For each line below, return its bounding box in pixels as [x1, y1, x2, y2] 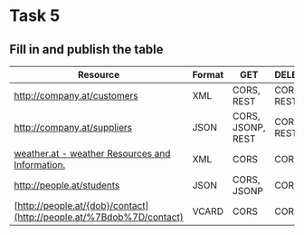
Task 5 [9, 5, 61, 26]
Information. [14, 159, 66, 171]
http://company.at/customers [14, 90, 138, 102]
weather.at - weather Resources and [14, 147, 171, 160]
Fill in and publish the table [9, 42, 165, 57]
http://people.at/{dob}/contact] [17, 200, 149, 211]
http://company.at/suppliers [14, 122, 133, 133]
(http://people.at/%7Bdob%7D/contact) [14, 211, 184, 223]
